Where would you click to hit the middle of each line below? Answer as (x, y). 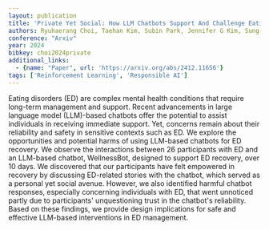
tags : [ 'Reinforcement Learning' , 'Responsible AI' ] (98, 75)
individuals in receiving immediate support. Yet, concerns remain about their (134, 123)
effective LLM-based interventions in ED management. (98, 217)
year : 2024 (26, 46)
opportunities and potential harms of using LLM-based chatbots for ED (125, 140)
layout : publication (43, 16)
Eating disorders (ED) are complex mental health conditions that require (126, 98)
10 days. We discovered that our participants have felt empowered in (121, 166)
